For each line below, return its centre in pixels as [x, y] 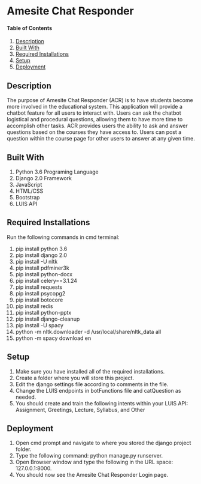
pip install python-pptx [43, 312]
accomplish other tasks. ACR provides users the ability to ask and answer [97, 126]
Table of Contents [30, 28]
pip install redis [34, 306]
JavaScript [29, 185]
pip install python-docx [44, 274]
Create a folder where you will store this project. [74, 378]
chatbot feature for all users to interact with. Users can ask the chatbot [94, 113]
